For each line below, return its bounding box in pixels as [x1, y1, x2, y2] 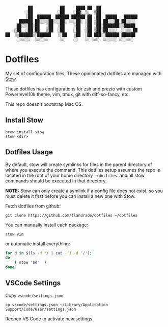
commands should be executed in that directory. [5, 177, 107, 184]
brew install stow [5, 129, 44, 134]
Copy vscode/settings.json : [5, 292, 65, 298]
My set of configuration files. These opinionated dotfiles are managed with [5, 70, 162, 77]
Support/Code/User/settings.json [5, 307, 76, 312]
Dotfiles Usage [5, 148, 53, 156]
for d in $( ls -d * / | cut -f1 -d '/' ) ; [5, 250, 93, 255]
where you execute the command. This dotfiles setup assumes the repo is [5, 167, 160, 173]
